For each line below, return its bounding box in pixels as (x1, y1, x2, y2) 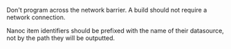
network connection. (6, 13, 66, 21)
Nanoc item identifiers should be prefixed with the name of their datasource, (6, 27, 224, 35)
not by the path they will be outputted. (6, 34, 115, 42)
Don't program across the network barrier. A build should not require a (6, 6, 207, 14)
